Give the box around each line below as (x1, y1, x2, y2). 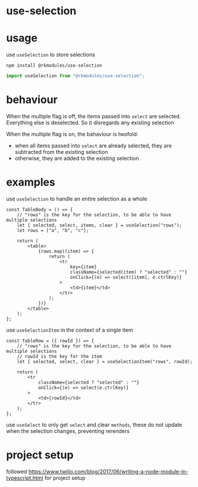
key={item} (70, 263, 97, 270)
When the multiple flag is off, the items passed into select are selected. (6, 112, 181, 120)
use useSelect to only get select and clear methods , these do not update (6, 421, 183, 428)
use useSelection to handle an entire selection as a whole (6, 195, 147, 202)
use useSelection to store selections (6, 51, 95, 58)
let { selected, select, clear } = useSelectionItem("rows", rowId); (17, 359, 193, 365)
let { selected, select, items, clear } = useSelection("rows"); (17, 222, 183, 228)
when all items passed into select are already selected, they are (14, 142, 172, 149)
